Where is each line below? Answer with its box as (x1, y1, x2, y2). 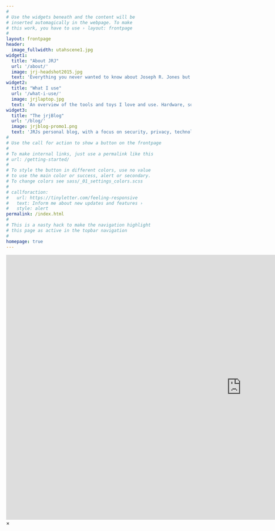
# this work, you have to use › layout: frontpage (6, 25, 133, 31)
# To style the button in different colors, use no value (6, 167, 151, 174)
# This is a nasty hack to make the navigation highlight (6, 222, 151, 228)
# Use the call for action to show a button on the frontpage (6, 140, 162, 146)
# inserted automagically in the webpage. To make (6, 19, 133, 25)
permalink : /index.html (6, 211, 65, 217)
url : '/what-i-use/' (11, 91, 62, 97)
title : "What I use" (11, 85, 62, 91)
